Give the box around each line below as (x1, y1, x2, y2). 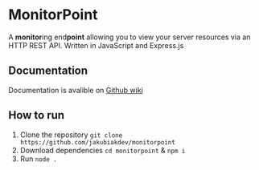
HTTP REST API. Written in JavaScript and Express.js (8, 40, 184, 50)
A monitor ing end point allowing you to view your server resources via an (8, 32, 251, 42)
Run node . (19, 154, 58, 164)
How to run (8, 108, 65, 122)
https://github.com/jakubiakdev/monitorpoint (19, 138, 175, 146)
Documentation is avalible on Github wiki (8, 85, 143, 95)
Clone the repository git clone (19, 130, 123, 140)
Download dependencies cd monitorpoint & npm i (19, 145, 186, 155)
